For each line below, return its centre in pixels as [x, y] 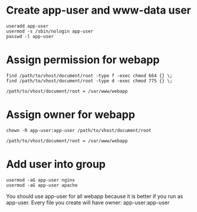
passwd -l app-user [30, 36]
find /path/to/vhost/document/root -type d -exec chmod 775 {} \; [89, 81]
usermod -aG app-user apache [42, 185]
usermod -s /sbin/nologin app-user [50, 31]
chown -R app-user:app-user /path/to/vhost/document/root [79, 130]
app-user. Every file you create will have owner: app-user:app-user [88, 203]
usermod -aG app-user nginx [41, 180]
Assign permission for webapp [83, 60]
